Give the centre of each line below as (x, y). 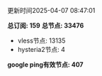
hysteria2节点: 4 (41, 49)
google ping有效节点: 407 (45, 65)
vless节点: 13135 (41, 40)
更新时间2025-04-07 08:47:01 (51, 10)
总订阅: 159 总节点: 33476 (46, 26)
